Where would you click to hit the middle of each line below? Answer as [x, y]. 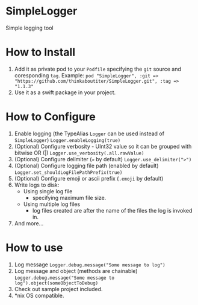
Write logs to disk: [37, 185]
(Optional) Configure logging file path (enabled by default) [86, 165]
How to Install [41, 52]
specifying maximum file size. [69, 197]
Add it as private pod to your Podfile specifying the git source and [98, 69]
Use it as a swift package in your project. [65, 92]
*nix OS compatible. [39, 295]
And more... [29, 223]
